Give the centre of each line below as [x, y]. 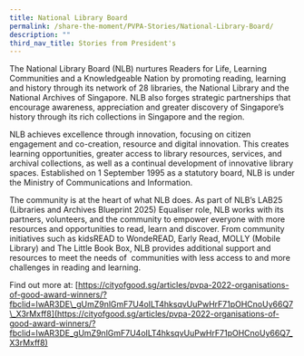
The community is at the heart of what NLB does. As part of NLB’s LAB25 [146, 200]
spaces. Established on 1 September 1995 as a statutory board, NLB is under [152, 173]
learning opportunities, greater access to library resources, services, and [146, 154]
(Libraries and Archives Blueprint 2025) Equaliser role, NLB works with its [147, 210]
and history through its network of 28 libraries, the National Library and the [149, 88]
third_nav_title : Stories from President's [93, 43]
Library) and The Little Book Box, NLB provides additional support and [140, 248]
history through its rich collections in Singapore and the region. [127, 117]
